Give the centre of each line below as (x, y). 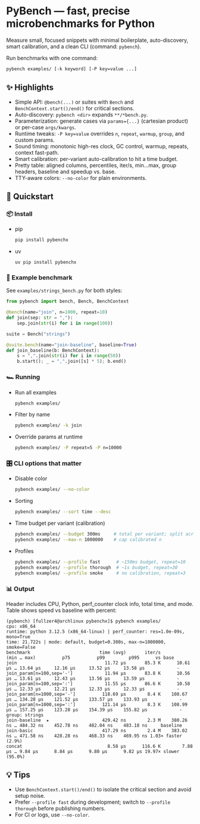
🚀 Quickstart (30, 197)
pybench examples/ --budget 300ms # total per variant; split (99, 534)
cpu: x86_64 (21, 626)
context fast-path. (37, 153)
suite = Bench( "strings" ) (38, 334)
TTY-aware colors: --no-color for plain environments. (81, 178)
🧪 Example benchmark (39, 277)
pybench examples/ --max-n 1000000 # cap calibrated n (88, 540)
